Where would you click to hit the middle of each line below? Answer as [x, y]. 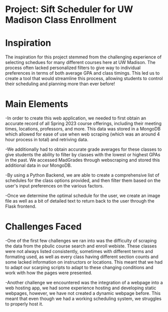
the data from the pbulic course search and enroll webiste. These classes [81, 246]
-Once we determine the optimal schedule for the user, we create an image [83, 196]
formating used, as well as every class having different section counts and [82, 257]
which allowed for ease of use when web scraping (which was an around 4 [83, 134]
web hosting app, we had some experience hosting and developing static [81, 288]
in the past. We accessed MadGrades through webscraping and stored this [83, 160]
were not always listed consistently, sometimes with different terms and [79, 251]
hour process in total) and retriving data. [47, 140]
